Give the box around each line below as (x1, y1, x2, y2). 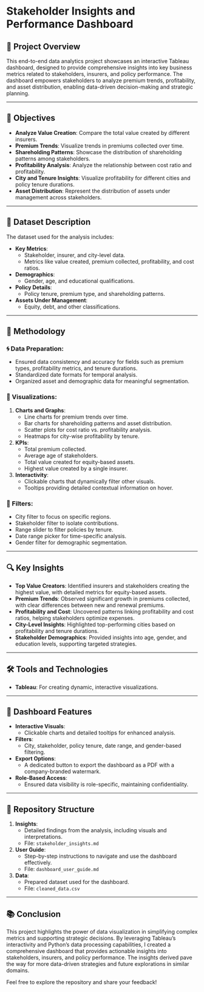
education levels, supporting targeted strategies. (15, 640, 137, 648)
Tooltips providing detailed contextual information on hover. (24, 484, 174, 491)
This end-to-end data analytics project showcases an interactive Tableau (6, 58, 189, 64)
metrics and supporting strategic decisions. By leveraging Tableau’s (6, 934, 176, 942)
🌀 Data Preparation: (6, 344, 64, 353)
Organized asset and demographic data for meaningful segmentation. (15, 378, 190, 385)
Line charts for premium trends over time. (24, 413, 129, 420)
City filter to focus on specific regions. (15, 513, 111, 520)
